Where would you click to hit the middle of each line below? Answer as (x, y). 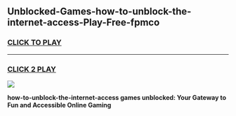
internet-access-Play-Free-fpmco (84, 23)
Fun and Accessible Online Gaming (59, 105)
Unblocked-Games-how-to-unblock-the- (99, 12)
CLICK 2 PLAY (32, 69)
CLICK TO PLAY (34, 43)
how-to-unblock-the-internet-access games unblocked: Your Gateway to (117, 97)
